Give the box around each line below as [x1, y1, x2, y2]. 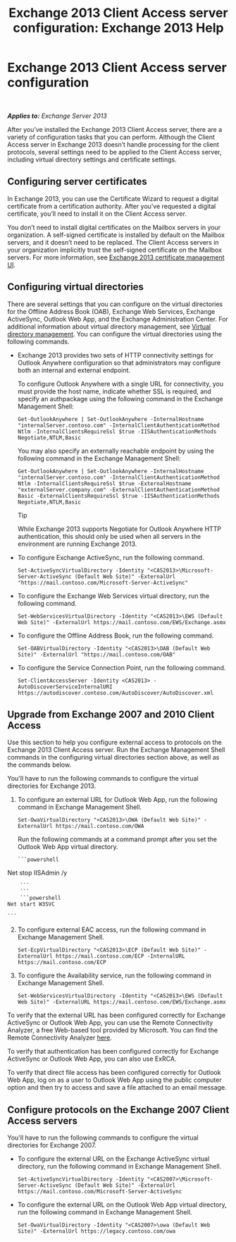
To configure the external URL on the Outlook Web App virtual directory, [17, 1200, 227, 1209]
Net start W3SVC [7, 901, 55, 908]
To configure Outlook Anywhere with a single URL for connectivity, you [17, 379, 224, 388]
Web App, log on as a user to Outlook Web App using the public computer [7, 1076, 222, 1084]
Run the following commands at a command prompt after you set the [17, 835, 217, 844]
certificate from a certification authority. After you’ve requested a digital [7, 202, 216, 210]
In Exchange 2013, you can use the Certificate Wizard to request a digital [7, 194, 219, 202]
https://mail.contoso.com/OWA [55, 823, 144, 830]
